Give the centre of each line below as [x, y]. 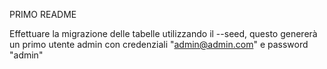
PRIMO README [43, 14]
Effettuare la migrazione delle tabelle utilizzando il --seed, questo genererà [163, 33]
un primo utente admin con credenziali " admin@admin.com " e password [159, 44]
